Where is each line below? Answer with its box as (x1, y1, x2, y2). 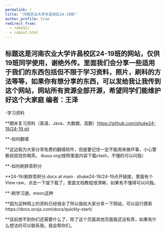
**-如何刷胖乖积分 (5, 163, 42, 169)
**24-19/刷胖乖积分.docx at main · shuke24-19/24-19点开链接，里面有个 (5, 173, 153, 179)
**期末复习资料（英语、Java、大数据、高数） (5, 120, 97, 126)
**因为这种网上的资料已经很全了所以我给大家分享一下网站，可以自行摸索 (5, 200, 153, 206)
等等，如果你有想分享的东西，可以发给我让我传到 (11, 77, 161, 86)
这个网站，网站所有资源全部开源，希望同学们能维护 (5, 87, 161, 95)
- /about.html (9, 30, 39, 35)
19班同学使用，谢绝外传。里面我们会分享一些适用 (5, 59, 155, 67)
